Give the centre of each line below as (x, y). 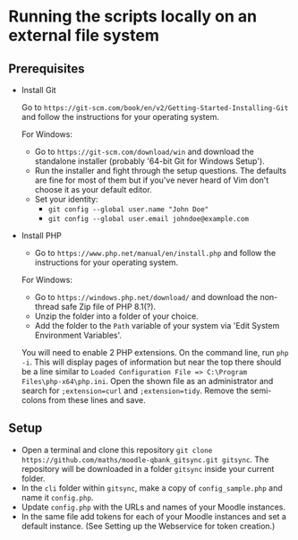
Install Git (38, 90)
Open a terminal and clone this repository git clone (117, 450)
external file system (84, 35)
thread (47, 307)
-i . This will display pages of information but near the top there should (151, 362)
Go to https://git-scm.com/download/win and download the (144, 151)
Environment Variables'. (78, 335)
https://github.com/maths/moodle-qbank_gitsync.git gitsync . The (145, 459)
